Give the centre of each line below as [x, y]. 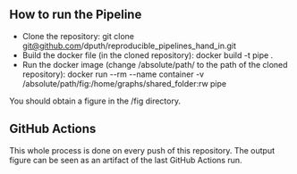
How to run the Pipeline [76, 15]
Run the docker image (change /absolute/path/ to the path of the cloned [155, 64]
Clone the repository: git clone [78, 36]
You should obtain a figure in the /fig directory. [95, 101]
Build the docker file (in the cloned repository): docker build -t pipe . [148, 55]
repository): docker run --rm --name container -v [113, 74]
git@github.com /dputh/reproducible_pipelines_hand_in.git [129, 46]
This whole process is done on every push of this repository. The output [142, 150]
